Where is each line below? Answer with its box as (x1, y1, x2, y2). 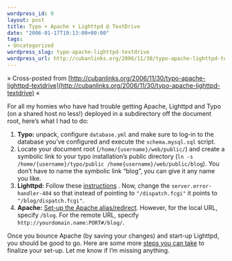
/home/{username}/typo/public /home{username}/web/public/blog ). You (17, 159, 220, 168)
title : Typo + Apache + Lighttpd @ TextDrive (7, 23, 140, 30)
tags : (7, 36, 23, 43)
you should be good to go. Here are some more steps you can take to (7, 239, 205, 247)
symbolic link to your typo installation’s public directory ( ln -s (17, 152, 193, 160)
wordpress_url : (7, 55, 51, 62)
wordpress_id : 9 (7, 10, 54, 17)
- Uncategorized (7, 42, 54, 49)
